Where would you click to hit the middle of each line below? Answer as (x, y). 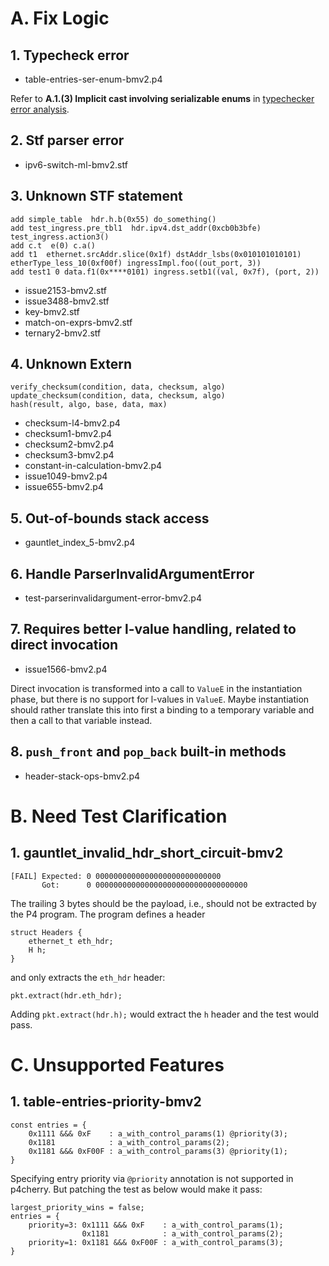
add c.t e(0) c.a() (53, 245)
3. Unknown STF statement (96, 196)
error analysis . (40, 109)
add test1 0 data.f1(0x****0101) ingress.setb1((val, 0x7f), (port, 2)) (165, 272)
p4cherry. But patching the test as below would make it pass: (136, 1189)
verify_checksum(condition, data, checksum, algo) (118, 387)
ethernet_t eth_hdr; (71, 941)
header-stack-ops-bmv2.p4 (82, 776)
